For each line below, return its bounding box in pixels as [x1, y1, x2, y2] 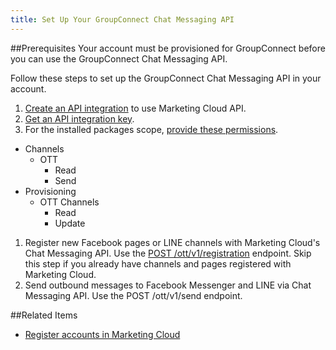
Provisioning [24, 185, 77, 197]
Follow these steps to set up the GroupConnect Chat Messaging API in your [10, 72, 322, 84]
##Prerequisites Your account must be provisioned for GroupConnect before [10, 42, 326, 54]
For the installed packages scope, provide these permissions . [24, 123, 279, 135]
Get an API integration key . [24, 112, 135, 125]
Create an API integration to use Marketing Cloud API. [24, 102, 247, 114]
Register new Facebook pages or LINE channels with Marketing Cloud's [24, 236, 321, 248]
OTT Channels [39, 196, 100, 208]
